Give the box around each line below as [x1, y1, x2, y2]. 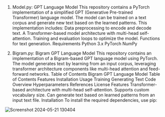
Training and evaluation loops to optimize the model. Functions [33, 35, 160, 41]
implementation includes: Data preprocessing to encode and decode [12, 25, 152, 31]
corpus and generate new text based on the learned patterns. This [12, 20, 147, 26]
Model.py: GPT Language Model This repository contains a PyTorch [12, 4, 150, 10]
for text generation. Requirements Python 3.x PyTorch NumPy [12, 41, 137, 46]
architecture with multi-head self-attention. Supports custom [26, 87, 149, 92]
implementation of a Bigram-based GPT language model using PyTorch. [12, 56, 159, 61]
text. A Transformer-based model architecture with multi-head [12, 30, 139, 36]
